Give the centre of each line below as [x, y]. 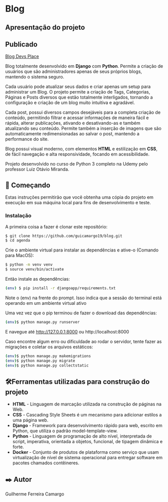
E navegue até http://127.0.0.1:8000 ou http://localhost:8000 [67, 331]
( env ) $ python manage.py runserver [43, 322]
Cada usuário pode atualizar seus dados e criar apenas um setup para [78, 87]
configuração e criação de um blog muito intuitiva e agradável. [70, 103]
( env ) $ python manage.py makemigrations [48, 356]
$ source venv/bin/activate [35, 270]
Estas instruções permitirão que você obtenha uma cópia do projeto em [79, 197]
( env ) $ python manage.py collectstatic [47, 365]
